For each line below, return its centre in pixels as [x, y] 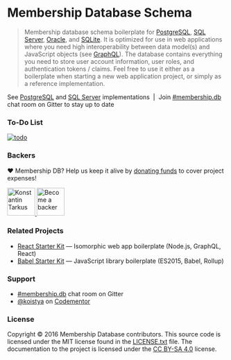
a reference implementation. [65, 83]
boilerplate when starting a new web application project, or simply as [123, 76]
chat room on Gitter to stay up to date [61, 104]
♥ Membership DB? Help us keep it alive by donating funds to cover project [115, 171]
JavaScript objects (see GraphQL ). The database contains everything [123, 54]
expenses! [22, 178]
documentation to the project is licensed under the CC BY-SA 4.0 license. [112, 349]
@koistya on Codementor [54, 301]
